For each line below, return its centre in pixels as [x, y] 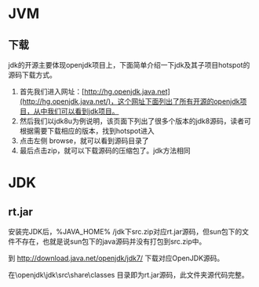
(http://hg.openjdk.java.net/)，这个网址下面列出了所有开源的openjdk [129, 101]
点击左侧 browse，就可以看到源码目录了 [84, 141]
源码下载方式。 [32, 75]
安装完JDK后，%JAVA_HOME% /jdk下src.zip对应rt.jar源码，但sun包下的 [125, 232]
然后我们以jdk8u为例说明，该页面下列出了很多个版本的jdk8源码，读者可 [135, 121]
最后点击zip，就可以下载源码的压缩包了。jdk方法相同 [105, 151]
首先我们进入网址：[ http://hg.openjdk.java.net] [95, 92]
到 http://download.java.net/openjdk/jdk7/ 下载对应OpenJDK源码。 [116, 258]
